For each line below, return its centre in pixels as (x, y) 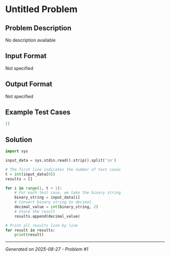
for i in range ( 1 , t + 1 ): (34, 188)
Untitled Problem (41, 9)
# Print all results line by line (42, 225)
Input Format (26, 56)
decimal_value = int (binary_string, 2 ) (56, 207)
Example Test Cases (38, 112)
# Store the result (35, 211)
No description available (31, 40)
